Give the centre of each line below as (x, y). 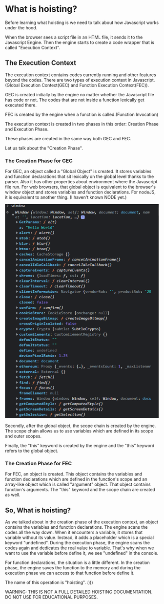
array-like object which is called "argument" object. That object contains (78, 484)
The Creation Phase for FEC (39, 463)
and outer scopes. (23, 436)
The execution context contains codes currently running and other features (81, 75)
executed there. (21, 105)
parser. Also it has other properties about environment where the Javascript (81, 182)
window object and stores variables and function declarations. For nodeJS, (81, 192)
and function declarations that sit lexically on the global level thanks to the (80, 176)
